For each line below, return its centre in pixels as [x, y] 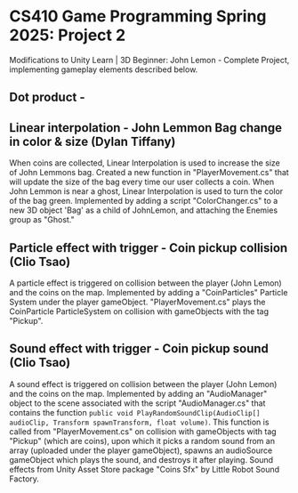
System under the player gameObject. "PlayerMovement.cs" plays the [137, 302]
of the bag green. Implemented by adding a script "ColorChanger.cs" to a [144, 201]
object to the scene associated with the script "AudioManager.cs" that [137, 403]
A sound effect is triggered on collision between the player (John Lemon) [143, 384]
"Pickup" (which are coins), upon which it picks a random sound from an [142, 440]
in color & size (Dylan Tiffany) [93, 141]
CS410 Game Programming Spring [138, 16]
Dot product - [48, 97]
